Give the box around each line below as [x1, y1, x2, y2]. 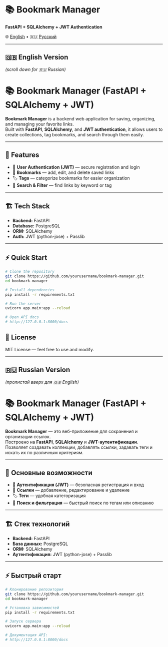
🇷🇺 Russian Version [5, 366, 70, 374]
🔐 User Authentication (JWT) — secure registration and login [12, 164, 140, 170]
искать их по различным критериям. [5, 449, 84, 455]
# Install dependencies [5, 287, 55, 292]
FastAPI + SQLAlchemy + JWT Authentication [5, 23, 102, 30]
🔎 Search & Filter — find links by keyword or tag [12, 182, 112, 188]
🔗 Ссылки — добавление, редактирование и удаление [12, 487, 130, 493]
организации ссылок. [5, 433, 51, 440]
